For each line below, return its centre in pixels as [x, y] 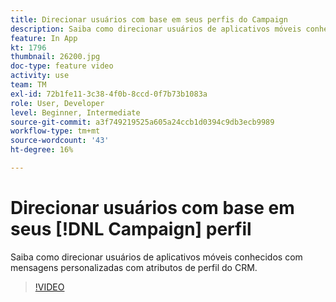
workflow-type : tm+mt [55, 131]
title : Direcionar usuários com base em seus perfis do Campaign [149, 19]
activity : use [40, 76]
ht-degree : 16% [42, 150]
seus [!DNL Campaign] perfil [131, 229]
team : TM [28, 85]
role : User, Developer [57, 103]
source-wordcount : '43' [60, 141]
